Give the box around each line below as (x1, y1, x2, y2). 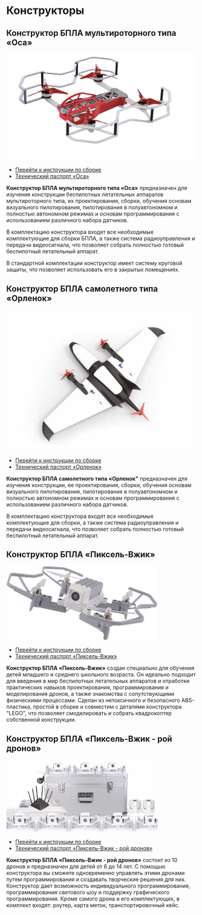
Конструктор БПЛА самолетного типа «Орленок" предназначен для (6, 475, 187, 482)
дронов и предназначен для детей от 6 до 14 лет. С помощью (6, 863, 166, 870)
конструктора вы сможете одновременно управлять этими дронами (6, 869, 185, 877)
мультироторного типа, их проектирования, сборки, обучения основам (6, 197, 192, 205)
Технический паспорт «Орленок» (15, 463, 102, 471)
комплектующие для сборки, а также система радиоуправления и (6, 519, 179, 526)
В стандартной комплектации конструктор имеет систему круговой (6, 259, 183, 267)
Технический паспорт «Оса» (15, 172, 90, 180)
